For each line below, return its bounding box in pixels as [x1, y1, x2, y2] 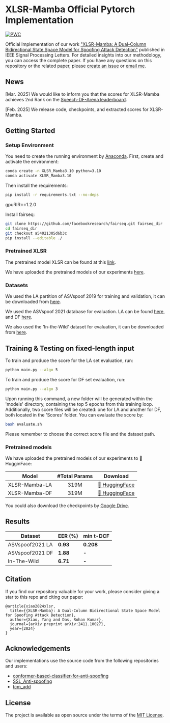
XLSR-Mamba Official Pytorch [5, 4, 135, 15]
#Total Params [56, 472, 93, 480]
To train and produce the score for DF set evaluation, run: [5, 376, 126, 382]
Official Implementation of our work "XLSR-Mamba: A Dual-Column [5, 41, 147, 47]
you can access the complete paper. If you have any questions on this [5, 57, 152, 63]
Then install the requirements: [5, 182, 68, 189]
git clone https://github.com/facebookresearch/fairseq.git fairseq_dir [5, 221, 163, 227]
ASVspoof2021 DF [8, 549, 53, 556]
